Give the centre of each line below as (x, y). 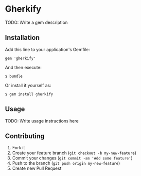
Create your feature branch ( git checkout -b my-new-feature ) (74, 153)
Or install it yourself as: (28, 85)
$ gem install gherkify (29, 94)
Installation (22, 38)
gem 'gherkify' (20, 58)
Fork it (18, 148)
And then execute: (23, 67)
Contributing (25, 136)
